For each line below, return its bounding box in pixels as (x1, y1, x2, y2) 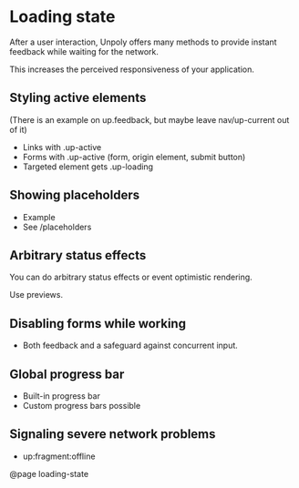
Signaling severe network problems (9, 426, 216, 442)
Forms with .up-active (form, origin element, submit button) (22, 151, 246, 162)
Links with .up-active (22, 141, 102, 152)
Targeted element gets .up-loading (22, 161, 153, 172)
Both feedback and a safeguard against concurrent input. (22, 340, 239, 351)
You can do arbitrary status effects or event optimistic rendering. (9, 271, 253, 283)
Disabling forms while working (9, 316, 187, 331)
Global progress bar (9, 366, 125, 381)
